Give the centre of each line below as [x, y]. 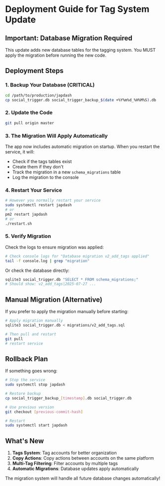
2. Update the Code [29, 113]
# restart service [24, 343]
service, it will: [20, 152]
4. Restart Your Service [34, 190]
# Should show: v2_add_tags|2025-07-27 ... [51, 284]
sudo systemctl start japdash [36, 425]
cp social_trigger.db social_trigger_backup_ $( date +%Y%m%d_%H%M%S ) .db [81, 100]
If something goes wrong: [31, 371]
